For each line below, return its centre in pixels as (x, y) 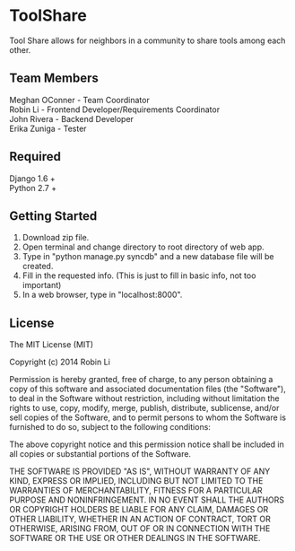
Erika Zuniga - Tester (48, 128)
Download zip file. (56, 238)
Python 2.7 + (33, 188)
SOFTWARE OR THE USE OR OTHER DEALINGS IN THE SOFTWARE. (135, 538)
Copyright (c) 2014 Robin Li (60, 362)
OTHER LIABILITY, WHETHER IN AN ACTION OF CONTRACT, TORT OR (140, 519)
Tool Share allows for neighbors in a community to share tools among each (147, 40)
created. (38, 267)
